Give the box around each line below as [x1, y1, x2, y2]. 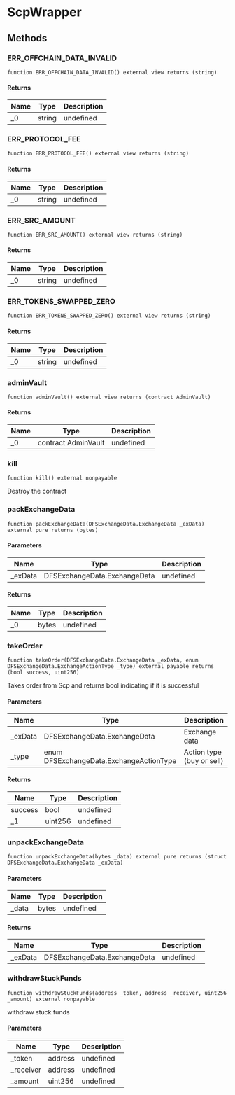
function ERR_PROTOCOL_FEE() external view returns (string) [7, 150, 190, 158]
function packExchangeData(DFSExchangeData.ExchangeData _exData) [7, 520, 205, 527]
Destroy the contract [7, 487, 67, 496]
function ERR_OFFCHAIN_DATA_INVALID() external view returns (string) [7, 69, 218, 76]
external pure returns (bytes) [7, 526, 99, 533]
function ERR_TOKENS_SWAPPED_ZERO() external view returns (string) [7, 312, 211, 319]
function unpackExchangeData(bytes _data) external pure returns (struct [7, 853, 227, 860]
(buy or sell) [183, 755, 224, 765]
